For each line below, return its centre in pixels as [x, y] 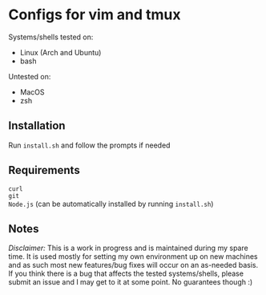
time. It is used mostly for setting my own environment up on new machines [133, 257]
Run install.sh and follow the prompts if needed [89, 145]
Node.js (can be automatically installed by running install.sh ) [111, 204]
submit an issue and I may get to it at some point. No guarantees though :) [131, 282]
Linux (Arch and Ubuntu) [60, 52]
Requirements [44, 170]
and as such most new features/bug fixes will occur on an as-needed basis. [133, 265]
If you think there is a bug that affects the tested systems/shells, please [126, 273]
